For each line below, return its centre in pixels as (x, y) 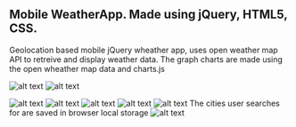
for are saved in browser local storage (79, 112)
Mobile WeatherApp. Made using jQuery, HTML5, (148, 15)
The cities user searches (235, 103)
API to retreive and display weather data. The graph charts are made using (146, 59)
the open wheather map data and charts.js (87, 68)
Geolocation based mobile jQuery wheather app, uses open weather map (144, 50)
